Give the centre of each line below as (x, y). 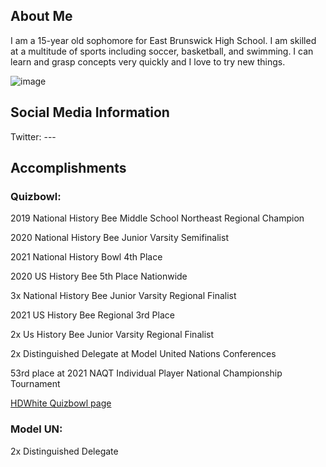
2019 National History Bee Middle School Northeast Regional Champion (157, 218)
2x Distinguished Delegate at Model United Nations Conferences (143, 354)
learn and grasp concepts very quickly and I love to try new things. (148, 61)
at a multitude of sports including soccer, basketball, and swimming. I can (162, 51)
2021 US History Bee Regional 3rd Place (92, 315)
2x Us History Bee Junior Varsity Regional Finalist (112, 335)
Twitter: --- (33, 136)
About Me (41, 16)
